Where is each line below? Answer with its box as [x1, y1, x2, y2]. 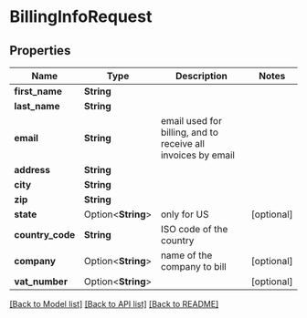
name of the [160, 249, 213, 262]
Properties [9, 43, 71, 58]
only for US [160, 208, 209, 221]
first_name [14, 85, 62, 97]
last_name [14, 100, 60, 112]
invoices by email [160, 149, 236, 161]
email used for [160, 115, 222, 127]
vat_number [14, 275, 69, 288]
